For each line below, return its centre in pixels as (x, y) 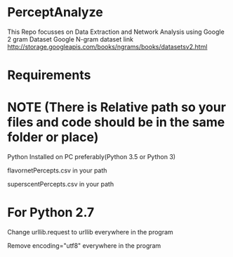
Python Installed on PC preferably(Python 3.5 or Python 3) (92, 157)
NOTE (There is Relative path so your (117, 107)
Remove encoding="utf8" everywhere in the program (84, 246)
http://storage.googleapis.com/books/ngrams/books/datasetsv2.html (107, 46)
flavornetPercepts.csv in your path (57, 170)
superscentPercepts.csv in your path (61, 184)
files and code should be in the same (116, 122)
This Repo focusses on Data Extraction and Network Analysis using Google (116, 32)
